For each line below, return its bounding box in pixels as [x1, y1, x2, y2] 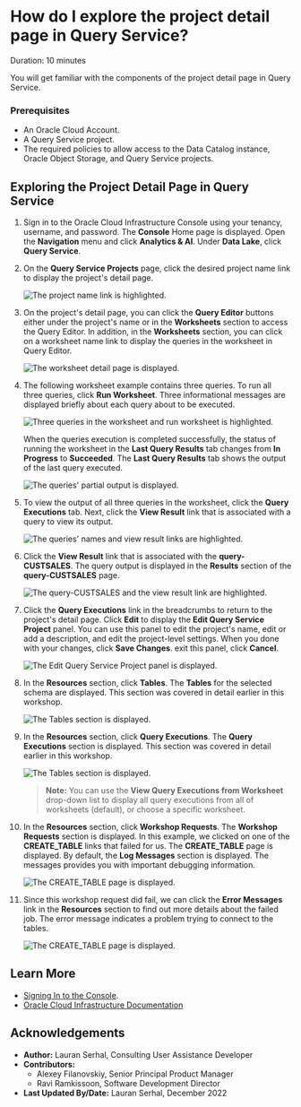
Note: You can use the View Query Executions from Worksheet [45, 785, 284, 796]
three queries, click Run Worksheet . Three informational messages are [22, 390, 286, 401]
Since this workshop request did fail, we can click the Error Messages [22, 895, 283, 905]
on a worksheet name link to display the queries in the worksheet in [22, 336, 272, 347]
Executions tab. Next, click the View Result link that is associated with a [22, 506, 291, 517]
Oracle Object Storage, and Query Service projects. [22, 153, 214, 164]
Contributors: [22, 1059, 75, 1069]
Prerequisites [10, 104, 70, 117]
